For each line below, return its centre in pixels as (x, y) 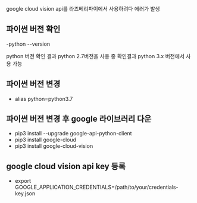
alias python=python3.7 (44, 99)
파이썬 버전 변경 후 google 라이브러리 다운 (79, 119)
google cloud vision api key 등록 (66, 166)
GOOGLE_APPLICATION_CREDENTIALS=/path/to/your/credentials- (96, 187)
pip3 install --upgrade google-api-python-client (73, 134)
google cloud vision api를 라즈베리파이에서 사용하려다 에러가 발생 (83, 9)
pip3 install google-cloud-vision (54, 146)
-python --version (28, 44)
